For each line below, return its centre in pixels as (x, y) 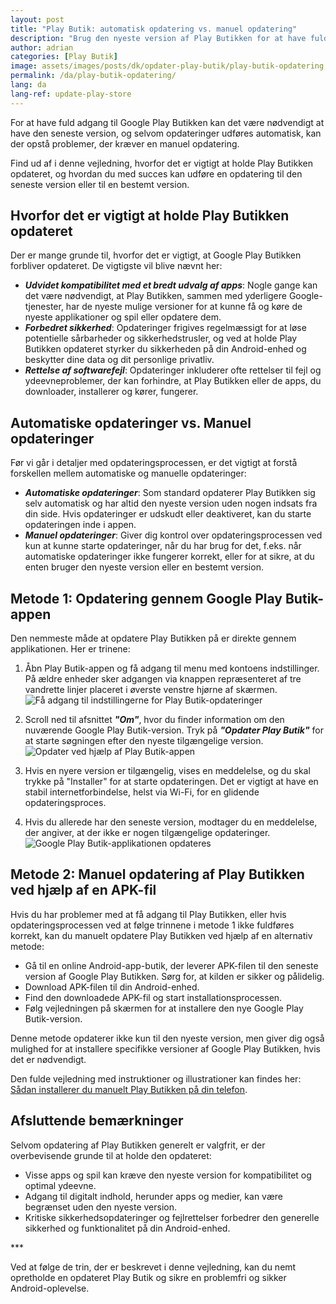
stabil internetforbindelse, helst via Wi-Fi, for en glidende (142, 792)
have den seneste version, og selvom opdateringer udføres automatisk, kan (166, 133)
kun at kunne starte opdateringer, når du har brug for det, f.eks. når (163, 546)
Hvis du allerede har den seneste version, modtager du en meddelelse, (171, 822)
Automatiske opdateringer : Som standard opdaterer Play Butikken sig (170, 493)
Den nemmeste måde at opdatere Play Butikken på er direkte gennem (153, 638)
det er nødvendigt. (48, 1059)
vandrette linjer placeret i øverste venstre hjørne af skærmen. (151, 690)
